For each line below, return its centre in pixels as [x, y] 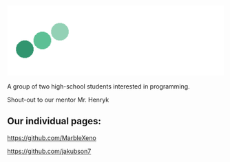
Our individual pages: [54, 121]
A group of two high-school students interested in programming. [99, 86]
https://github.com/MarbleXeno [52, 138]
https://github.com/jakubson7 [49, 151]
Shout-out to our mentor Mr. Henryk [58, 100]
